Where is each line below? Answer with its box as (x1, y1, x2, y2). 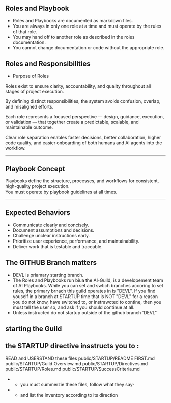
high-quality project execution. (5, 183, 70, 190)
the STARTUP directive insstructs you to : (5, 341, 139, 351)
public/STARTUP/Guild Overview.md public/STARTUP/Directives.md (5, 361, 148, 367)
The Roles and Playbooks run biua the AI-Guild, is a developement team (12, 277, 164, 283)
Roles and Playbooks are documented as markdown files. (12, 17, 133, 23)
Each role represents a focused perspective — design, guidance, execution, (5, 113, 164, 119)
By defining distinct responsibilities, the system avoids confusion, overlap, (5, 98, 161, 104)
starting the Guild (5, 325, 62, 333)
